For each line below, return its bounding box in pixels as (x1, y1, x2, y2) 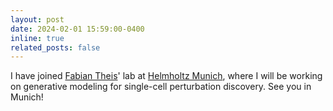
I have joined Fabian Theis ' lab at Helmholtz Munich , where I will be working (10, 70, 323, 82)
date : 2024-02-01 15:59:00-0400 (10, 24, 145, 34)
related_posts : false (10, 42, 101, 53)
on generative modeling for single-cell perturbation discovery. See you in (10, 81, 312, 93)
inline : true (10, 33, 65, 43)
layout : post (10, 14, 65, 25)
